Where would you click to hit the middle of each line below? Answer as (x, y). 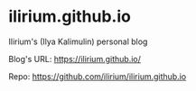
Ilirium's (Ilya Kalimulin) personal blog (78, 41)
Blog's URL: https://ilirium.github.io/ (75, 59)
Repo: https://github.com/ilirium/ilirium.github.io (98, 76)
